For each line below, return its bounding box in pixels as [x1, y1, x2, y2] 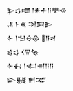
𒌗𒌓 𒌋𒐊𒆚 [6, 48, 39, 56]
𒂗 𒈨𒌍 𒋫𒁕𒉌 [6, 20, 53, 28]
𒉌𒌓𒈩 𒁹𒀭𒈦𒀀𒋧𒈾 [6, 6, 67, 14]
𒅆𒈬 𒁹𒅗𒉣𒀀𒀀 [6, 62, 54, 69]
